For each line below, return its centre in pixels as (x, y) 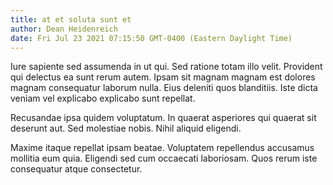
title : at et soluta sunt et (71, 19)
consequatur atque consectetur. (76, 169)
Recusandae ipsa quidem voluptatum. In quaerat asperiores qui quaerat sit (163, 118)
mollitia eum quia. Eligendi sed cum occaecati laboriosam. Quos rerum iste (164, 158)
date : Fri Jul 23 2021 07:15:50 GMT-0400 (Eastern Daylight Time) (151, 38)
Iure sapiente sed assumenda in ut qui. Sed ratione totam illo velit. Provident (166, 67)
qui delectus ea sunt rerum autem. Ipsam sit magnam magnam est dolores (163, 77)
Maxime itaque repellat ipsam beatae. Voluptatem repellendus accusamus (162, 148)
